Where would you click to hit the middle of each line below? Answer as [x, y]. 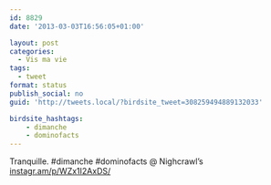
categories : [32, 51]
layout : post [34, 43]
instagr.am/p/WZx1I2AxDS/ [60, 171]
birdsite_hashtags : [47, 118]
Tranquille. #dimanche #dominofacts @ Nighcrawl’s [106, 161]
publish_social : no [47, 93]
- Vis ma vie [42, 60]
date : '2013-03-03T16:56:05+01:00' [77, 26]
